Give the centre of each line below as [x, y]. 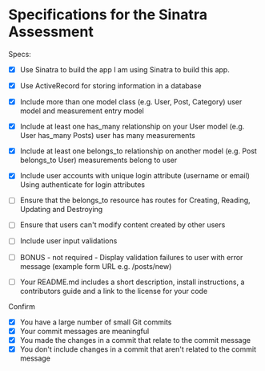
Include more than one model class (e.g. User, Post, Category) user [131, 102]
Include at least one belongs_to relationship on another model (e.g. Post [139, 151]
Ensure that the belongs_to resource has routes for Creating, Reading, [135, 200]
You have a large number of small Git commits [96, 322]
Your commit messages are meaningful [84, 331]
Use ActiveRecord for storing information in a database [110, 86]
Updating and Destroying [61, 210]
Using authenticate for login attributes [82, 185]
